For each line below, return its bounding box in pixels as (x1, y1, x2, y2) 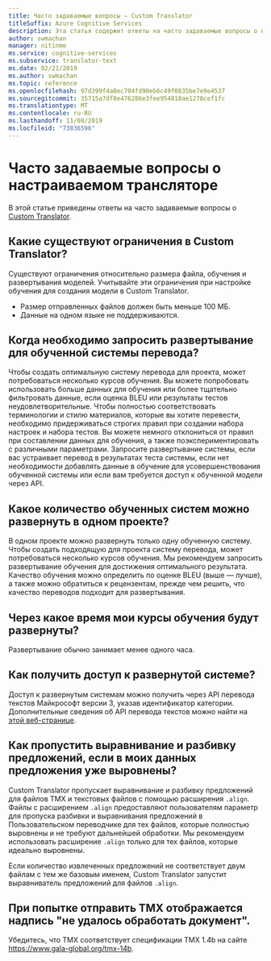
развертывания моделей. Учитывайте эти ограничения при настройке (8, 277, 252, 287)
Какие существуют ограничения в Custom (8, 235, 234, 248)
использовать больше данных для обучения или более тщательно (8, 385, 238, 394)
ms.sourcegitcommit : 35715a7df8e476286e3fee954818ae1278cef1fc (8, 94, 226, 102)
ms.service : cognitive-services (8, 49, 117, 57)
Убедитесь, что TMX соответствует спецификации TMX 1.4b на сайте (8, 935, 248, 945)
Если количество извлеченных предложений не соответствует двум (8, 860, 246, 871)
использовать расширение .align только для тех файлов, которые (8, 836, 238, 847)
